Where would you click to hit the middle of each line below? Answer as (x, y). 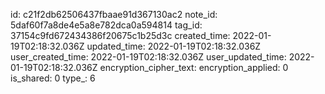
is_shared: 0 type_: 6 (53, 78)
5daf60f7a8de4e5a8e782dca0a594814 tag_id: (106, 25)
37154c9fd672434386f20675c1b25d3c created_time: (120, 35)
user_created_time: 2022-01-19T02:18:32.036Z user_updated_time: (148, 57)
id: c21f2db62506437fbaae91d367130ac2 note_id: (114, 14)
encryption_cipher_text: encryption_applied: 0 (194, 67)
